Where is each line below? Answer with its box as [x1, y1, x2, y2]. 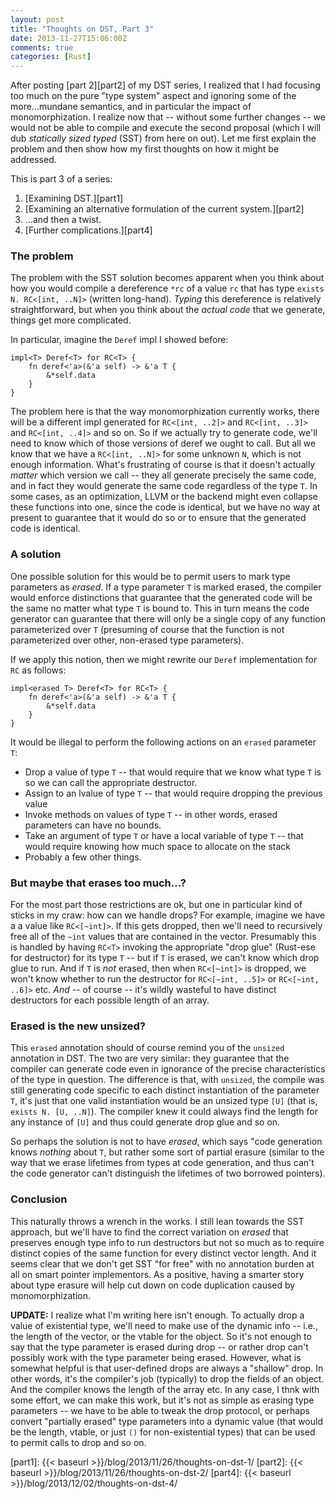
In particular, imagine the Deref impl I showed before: [10, 334, 229, 346]
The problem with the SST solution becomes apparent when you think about [10, 272, 325, 284]
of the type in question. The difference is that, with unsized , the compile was [10, 1074, 325, 1086]
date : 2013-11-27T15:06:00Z [10, 33, 128, 43]
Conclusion [10, 1192, 68, 1206]
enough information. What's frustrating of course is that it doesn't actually [10, 459, 316, 471]
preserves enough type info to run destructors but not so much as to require [10, 1236, 325, 1248]
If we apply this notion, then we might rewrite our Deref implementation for [10, 653, 318, 665]
